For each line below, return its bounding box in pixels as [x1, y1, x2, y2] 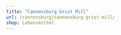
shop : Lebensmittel [6, 20, 55, 26]
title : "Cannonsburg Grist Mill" [6, 8, 89, 15]
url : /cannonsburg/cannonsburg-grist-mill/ [6, 14, 116, 20]
